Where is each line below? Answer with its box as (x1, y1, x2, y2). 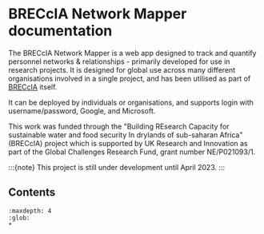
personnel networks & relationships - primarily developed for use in (8, 57, 230, 66)
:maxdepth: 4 (8, 207, 52, 215)
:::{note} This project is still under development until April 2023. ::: (8, 162, 226, 172)
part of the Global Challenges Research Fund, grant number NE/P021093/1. (8, 147, 256, 157)
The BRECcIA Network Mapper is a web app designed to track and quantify (8, 48, 257, 58)
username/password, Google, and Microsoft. (8, 105, 156, 116)
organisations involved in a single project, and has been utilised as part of (8, 73, 251, 83)
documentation (8, 22, 113, 40)
